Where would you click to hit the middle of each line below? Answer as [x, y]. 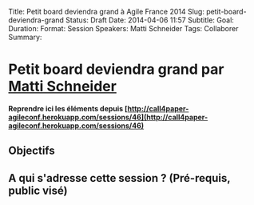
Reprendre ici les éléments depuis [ [68, 108]
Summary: [25, 37]
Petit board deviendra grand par [116, 69]
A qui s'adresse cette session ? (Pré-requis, [119, 178]
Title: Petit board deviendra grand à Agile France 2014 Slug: [107, 12]
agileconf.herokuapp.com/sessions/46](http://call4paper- [108, 117]
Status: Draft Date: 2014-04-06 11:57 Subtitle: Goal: [149, 20]
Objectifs [32, 151]
